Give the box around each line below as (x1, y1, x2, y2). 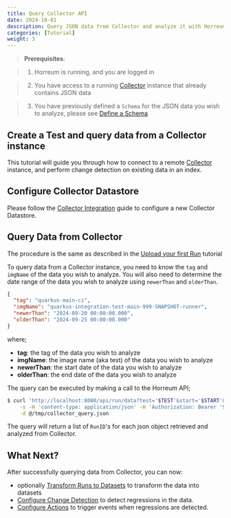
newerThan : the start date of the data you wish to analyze (16, 363, 182, 371)
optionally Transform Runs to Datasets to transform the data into (16, 481, 199, 490)
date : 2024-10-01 (7, 17, 57, 23)
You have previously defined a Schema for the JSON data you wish (34, 102, 220, 110)
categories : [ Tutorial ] (7, 29, 76, 37)
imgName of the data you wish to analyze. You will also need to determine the (7, 270, 222, 278)
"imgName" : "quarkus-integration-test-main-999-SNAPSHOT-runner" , (13, 304, 208, 311)
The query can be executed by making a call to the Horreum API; (7, 384, 191, 392)
